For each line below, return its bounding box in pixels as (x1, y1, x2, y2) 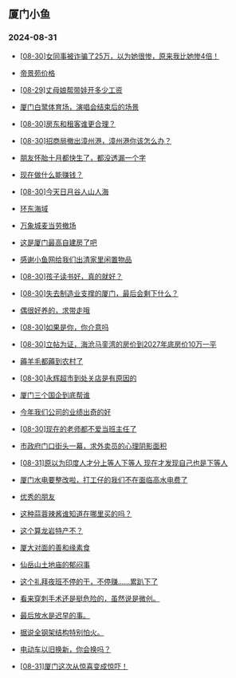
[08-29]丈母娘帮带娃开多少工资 (19, 85, 123, 94)
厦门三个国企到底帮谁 (19, 390, 90, 400)
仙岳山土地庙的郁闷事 (19, 559, 90, 569)
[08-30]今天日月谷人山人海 (19, 187, 109, 196)
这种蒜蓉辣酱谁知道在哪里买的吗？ (19, 509, 132, 518)
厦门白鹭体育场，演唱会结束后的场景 (19, 102, 140, 112)
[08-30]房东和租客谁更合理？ (19, 119, 116, 128)
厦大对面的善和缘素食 (19, 542, 90, 552)
